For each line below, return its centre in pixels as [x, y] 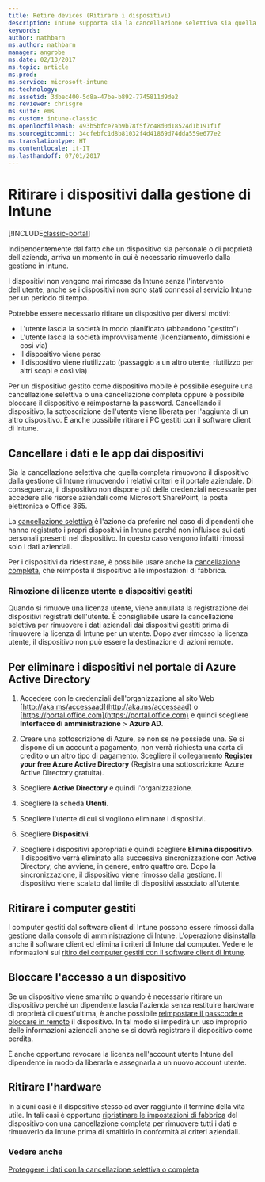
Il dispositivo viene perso [60, 354]
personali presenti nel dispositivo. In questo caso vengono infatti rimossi [126, 538]
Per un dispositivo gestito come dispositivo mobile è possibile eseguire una [131, 386]
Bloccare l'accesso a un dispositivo [97, 977]
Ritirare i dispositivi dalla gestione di [130, 195]
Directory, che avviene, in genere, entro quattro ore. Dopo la [117, 866]
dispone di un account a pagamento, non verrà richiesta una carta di [131, 748]
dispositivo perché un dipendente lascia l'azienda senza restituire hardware [131, 1004]
